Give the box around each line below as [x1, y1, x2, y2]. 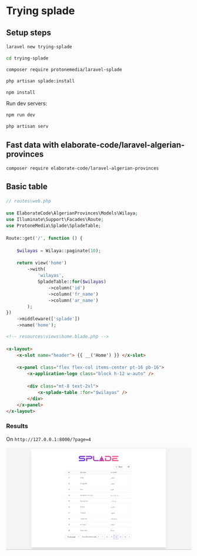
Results [6, 422, 28, 431]
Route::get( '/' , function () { [6, 235, 83, 241]
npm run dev [6, 112, 35, 118]
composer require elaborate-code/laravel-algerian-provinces [6, 165, 159, 171]
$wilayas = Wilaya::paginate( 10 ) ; [16, 247, 101, 254]
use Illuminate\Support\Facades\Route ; [6, 217, 104, 223]
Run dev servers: [6, 100, 48, 107]
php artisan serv [6, 124, 49, 130]
